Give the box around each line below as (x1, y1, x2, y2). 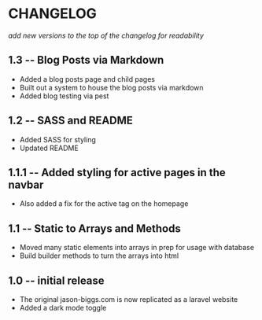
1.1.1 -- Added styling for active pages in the (8, 166, 226, 179)
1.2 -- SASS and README (8, 114, 134, 127)
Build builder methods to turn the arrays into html (19, 251, 179, 260)
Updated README (19, 143, 79, 153)
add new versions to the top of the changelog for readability (8, 31, 205, 40)
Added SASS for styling (19, 134, 97, 144)
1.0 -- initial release (8, 274, 105, 287)
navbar (8, 178, 44, 191)
